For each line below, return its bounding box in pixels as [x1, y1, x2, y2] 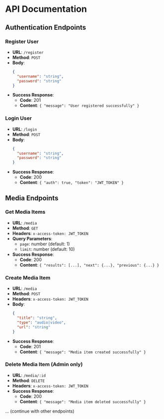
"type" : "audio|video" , [17, 320, 66, 325]
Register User [5, 38, 39, 45]
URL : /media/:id [12, 372, 46, 378]
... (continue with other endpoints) [5, 408, 75, 414]
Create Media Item [5, 274, 51, 281]
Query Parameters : [12, 235, 53, 241]
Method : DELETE [12, 377, 45, 383]
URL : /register [12, 49, 44, 55]
